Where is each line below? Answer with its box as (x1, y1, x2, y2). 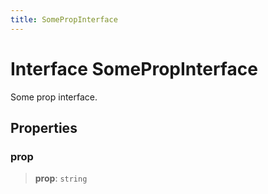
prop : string (34, 172, 88, 185)
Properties (10, 119, 78, 136)
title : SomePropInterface (10, 14, 118, 25)
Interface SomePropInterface (10, 57, 258, 80)
